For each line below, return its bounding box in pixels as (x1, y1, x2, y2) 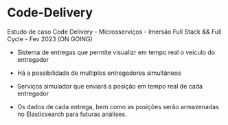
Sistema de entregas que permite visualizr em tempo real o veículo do (16, 48, 215, 56)
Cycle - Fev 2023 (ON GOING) (7, 34, 93, 43)
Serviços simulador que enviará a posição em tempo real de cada (16, 82, 203, 90)
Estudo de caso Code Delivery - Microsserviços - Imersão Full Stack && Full (7, 27, 222, 36)
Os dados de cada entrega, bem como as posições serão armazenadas (16, 102, 220, 111)
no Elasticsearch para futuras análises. (16, 110, 127, 118)
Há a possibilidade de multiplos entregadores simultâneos (16, 69, 182, 77)
